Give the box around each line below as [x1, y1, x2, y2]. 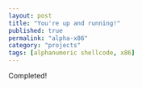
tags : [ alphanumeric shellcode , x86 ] [8, 49, 136, 57]
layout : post [8, 11, 52, 20]
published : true [8, 26, 63, 34]
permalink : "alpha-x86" [8, 34, 89, 42]
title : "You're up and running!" [8, 19, 121, 27]
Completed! [8, 71, 48, 80]
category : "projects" [8, 42, 81, 50]
